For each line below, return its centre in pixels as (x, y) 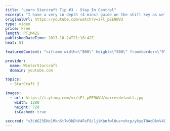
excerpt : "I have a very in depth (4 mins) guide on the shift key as (81, 15)
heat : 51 (14, 43)
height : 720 (27, 107)
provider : (16, 61)
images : (13, 93)
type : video (18, 24)
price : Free (18, 29)
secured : (14, 121)
